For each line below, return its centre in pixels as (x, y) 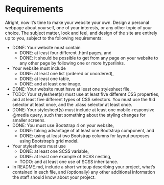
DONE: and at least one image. (50, 83)
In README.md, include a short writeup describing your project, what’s (83, 166)
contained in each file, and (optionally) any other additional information (83, 172)
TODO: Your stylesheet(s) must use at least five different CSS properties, (86, 94)
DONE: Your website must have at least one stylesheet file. (71, 89)
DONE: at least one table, (45, 79)
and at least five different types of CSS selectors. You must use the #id (84, 99)
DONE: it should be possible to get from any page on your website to (89, 58)
